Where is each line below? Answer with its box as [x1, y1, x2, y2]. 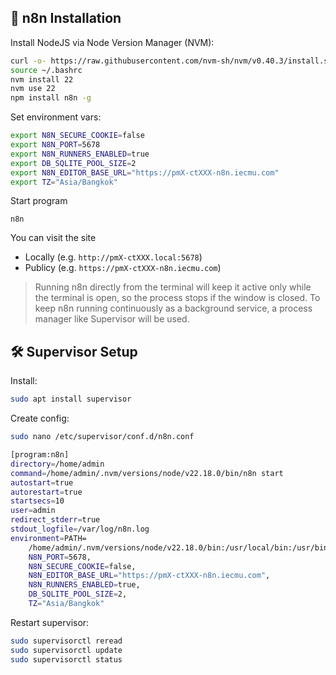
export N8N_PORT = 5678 [10, 140, 101, 150]
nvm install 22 [10, 74, 74, 85]
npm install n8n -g [10, 93, 92, 103]
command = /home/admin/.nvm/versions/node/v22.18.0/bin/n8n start [10, 468, 284, 478]
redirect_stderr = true [10, 515, 101, 525]
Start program [10, 195, 68, 207]
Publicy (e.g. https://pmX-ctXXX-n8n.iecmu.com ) [24, 262, 222, 274]
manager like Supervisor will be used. [34, 313, 190, 325]
